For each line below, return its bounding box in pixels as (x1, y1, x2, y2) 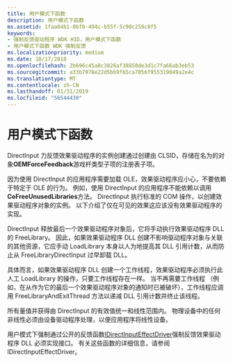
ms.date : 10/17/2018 (7, 56, 67, 63)
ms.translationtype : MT (7, 75, 77, 82)
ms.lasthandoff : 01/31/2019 (7, 88, 89, 95)
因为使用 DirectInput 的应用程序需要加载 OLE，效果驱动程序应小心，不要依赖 (7, 175, 227, 183)
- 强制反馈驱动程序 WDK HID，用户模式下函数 (7, 36, 122, 43)
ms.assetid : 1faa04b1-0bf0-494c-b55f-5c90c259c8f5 (7, 23, 157, 30)
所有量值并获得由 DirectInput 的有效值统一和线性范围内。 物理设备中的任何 (7, 306, 221, 315)
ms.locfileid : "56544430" (7, 95, 82, 102)
